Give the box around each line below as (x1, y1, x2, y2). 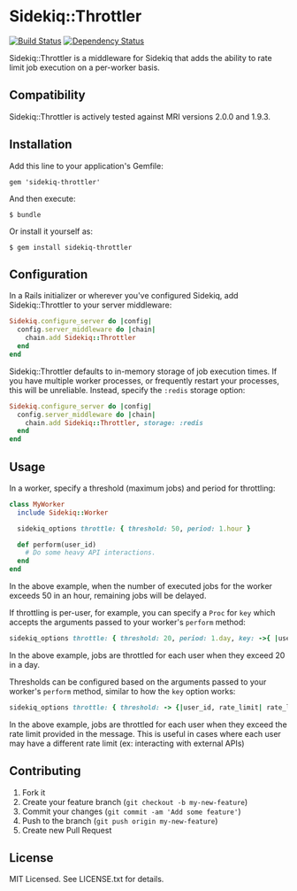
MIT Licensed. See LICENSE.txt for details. (9, 874, 164, 885)
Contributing (9, 763, 81, 779)
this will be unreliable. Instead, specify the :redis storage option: (9, 384, 246, 395)
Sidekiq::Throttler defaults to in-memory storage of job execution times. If (9, 366, 278, 376)
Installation (9, 137, 72, 152)
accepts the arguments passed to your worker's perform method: (9, 617, 246, 628)
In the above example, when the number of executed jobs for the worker (9, 581, 272, 592)
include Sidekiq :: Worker (17, 507, 109, 517)
